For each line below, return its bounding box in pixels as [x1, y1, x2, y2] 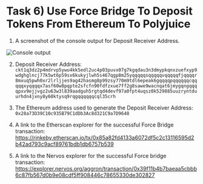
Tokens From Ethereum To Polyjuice [6, 17, 191, 31]
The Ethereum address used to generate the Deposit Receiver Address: [15, 104, 194, 111]
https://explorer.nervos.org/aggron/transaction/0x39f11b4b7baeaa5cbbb [15, 165, 197, 172]
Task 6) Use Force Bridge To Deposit [6, 4, 193, 18]
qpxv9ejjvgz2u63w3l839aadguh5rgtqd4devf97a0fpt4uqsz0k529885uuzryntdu [15, 88, 198, 94]
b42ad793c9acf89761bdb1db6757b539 [15, 140, 114, 148]
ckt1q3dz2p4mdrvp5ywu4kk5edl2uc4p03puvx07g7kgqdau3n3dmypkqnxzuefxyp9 [15, 67, 198, 73]
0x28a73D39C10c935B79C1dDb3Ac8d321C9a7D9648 [15, 110, 130, 116]
